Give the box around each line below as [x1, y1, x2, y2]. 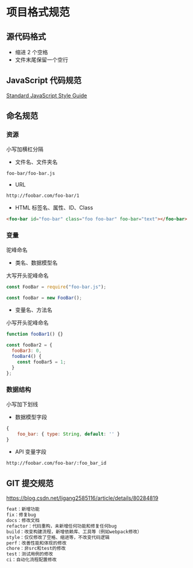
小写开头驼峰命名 [6, 319, 49, 327]
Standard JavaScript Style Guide [6, 92, 87, 99]
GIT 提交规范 [6, 478, 54, 488]
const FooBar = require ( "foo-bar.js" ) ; [6, 284, 107, 290]
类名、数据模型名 [14, 259, 58, 266]
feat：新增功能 [6, 506, 40, 512]
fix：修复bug [6, 512, 36, 518]
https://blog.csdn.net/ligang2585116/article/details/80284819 [6, 494, 159, 502]
